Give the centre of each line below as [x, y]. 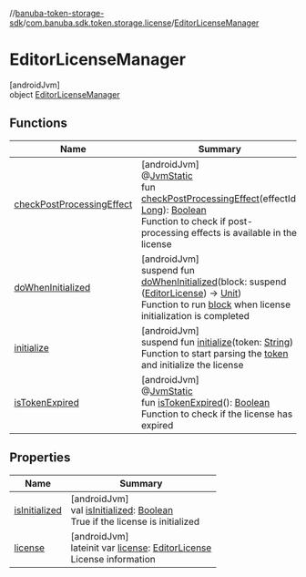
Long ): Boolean [173, 210]
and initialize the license [192, 365]
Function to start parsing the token [214, 353]
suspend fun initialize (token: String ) [217, 342]
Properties [40, 458]
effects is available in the [244, 232]
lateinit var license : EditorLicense [141, 548]
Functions [39, 124]
